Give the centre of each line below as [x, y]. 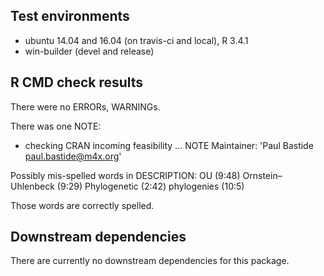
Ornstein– [262, 175]
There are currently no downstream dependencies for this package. [150, 261]
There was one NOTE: [56, 126]
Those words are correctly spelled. [82, 205]
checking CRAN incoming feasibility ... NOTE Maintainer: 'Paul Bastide [169, 145]
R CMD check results [77, 82]
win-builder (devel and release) [89, 51]
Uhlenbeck [32, 186]
